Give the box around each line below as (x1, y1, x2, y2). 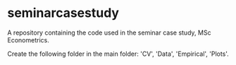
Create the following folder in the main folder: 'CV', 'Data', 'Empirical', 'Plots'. (7, 49, 229, 58)
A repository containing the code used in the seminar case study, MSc (7, 28, 211, 37)
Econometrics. (7, 35, 49, 44)
